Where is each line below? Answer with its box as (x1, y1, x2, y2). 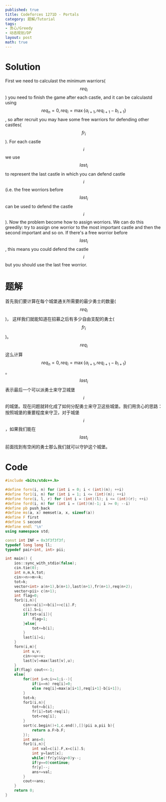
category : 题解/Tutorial (5, 16, 55, 21)
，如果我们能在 (5, 426, 36, 432)
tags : (5, 21, 16, 26)
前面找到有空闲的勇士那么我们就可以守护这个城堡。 (5, 444, 110, 450)
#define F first (5, 515, 39, 520)
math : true (5, 40, 28, 45)
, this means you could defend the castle (5, 246, 89, 252)
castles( (5, 122, 22, 128)
